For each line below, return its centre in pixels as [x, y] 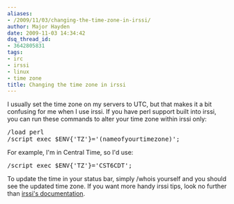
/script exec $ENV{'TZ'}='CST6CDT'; [70, 166]
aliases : [20, 14]
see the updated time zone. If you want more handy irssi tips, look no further [117, 186]
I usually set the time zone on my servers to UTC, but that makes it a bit [110, 104]
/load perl [26, 132]
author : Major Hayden [39, 26]
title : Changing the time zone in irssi [67, 85]
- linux [18, 71]
